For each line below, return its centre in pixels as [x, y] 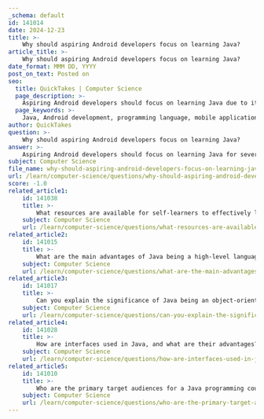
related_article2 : [38, 235]
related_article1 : [38, 191]
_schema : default [37, 15]
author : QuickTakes [40, 125]
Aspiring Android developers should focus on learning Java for [130, 154]
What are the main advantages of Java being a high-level [133, 256]
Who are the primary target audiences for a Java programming [140, 388]
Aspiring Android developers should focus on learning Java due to [135, 103]
